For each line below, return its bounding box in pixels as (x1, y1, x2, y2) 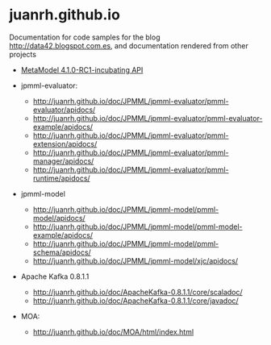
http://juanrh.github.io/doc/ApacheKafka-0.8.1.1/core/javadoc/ (32, 296, 239, 306)
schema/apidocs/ (32, 247, 91, 257)
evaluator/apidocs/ (32, 105, 96, 114)
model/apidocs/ (32, 213, 85, 222)
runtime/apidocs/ (32, 173, 91, 183)
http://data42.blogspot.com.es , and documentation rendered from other (9, 40, 248, 50)
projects (9, 49, 37, 59)
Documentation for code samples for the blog (9, 32, 161, 42)
